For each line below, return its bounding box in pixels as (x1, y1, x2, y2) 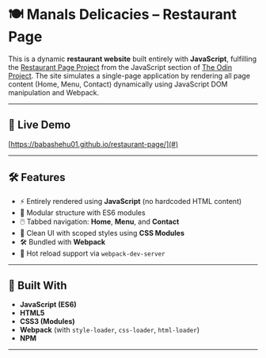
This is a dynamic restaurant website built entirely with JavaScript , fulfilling (8, 54, 257, 64)
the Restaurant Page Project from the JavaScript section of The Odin (8, 62, 232, 71)
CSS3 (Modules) (19, 317, 75, 326)
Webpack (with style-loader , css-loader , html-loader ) (19, 325, 200, 335)
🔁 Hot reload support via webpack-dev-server (19, 248, 165, 258)
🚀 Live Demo (8, 118, 71, 132)
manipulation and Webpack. (8, 87, 100, 97)
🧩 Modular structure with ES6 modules (19, 207, 146, 217)
